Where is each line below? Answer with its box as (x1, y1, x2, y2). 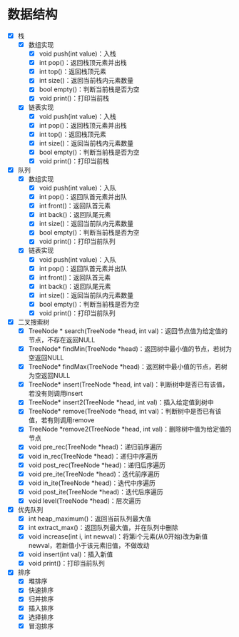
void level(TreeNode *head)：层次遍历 (28, 496, 141, 505)
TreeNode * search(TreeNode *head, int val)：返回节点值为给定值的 (28, 327, 228, 335)
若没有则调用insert (28, 389, 83, 398)
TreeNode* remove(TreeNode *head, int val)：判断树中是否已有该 (28, 407, 222, 416)
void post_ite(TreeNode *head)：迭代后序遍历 (28, 487, 163, 496)
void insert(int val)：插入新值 (28, 550, 113, 559)
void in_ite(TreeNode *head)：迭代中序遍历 (28, 479, 156, 487)
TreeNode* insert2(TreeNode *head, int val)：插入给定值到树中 (28, 398, 214, 407)
